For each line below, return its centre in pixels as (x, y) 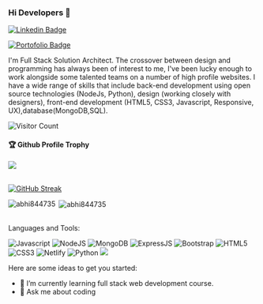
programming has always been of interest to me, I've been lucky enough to (130, 69)
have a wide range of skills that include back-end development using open (130, 85)
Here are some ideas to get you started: (73, 268)
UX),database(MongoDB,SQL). (58, 111)
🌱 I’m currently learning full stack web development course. (116, 283)
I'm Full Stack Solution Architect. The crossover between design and (120, 60)
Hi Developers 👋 (39, 13)
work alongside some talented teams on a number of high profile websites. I (132, 77)
